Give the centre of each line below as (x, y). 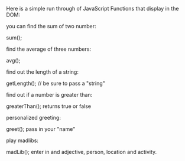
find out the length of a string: (42, 72)
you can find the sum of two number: (51, 26)
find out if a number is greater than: (49, 95)
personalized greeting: (33, 118)
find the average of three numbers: (49, 49)
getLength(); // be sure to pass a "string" (56, 83)
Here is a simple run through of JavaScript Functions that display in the (92, 9)
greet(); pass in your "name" (41, 129)
